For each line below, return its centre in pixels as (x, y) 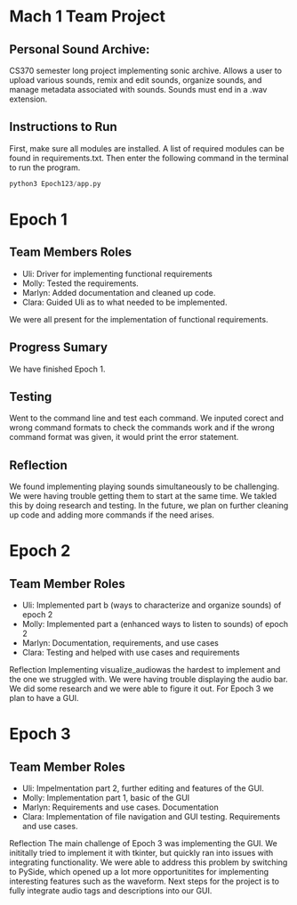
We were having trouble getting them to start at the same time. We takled (143, 496)
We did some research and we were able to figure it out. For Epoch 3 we (141, 689)
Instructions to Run (63, 127)
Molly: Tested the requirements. (80, 283)
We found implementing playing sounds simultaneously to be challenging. (144, 486)
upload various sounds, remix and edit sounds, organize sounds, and (136, 80)
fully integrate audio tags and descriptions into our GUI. (111, 891)
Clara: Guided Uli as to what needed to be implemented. (124, 302)
